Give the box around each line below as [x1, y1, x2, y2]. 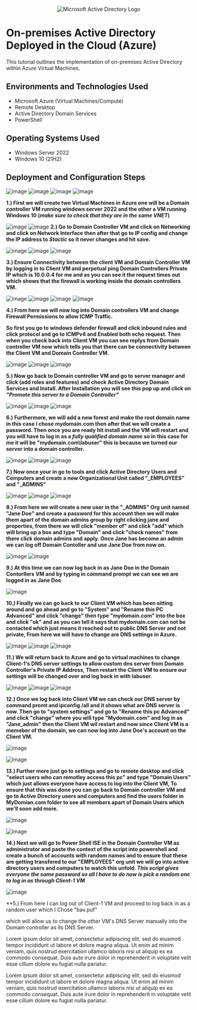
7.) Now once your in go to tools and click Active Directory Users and [6, 468, 177, 475]
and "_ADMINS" [6, 481, 46, 488]
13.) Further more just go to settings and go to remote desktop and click [6, 767, 184, 774]
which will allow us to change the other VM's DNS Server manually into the [6, 918, 187, 925]
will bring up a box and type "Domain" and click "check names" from [6, 529, 178, 536]
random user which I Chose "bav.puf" [6, 906, 98, 913]
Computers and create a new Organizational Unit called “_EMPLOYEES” [6, 475, 185, 482]
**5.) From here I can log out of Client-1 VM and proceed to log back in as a [6, 900, 191, 907]
